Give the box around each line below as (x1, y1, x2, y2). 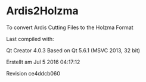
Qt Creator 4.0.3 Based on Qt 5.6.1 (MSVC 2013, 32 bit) (6, 46, 141, 54)
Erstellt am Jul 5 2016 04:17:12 (6, 58, 80, 65)
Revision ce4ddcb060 (6, 70, 61, 77)
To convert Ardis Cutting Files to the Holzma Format (6, 24, 133, 31)
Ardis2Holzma (6, 4, 79, 18)
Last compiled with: (6, 35, 55, 42)
